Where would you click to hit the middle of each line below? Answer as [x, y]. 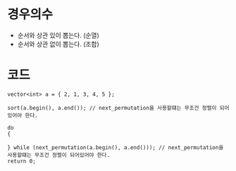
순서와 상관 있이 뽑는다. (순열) [58, 35]
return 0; [22, 161]
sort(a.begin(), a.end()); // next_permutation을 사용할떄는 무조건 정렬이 [112, 108]
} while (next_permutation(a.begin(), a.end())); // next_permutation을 [116, 147]
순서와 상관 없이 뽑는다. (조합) [58, 44]
